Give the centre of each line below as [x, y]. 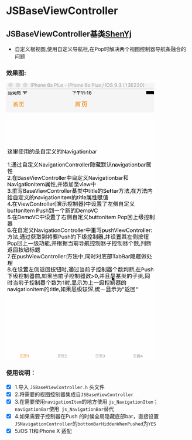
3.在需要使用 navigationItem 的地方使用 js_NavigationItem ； [87, 401]
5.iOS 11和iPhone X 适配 [43, 431]
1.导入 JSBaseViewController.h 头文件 [59, 387]
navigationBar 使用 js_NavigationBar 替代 [64, 409]
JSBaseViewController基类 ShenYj [69, 34]
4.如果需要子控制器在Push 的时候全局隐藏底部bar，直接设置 [87, 416]
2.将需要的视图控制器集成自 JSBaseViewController [74, 394]
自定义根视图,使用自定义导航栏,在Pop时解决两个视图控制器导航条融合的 [100, 49]
